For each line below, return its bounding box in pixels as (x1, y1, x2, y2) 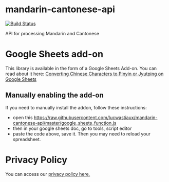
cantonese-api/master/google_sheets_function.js (12, 120, 117, 126)
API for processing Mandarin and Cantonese (5, 30, 99, 36)
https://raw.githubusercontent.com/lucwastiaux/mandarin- (33, 114, 158, 121)
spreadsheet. (12, 136, 41, 142)
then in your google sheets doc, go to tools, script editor (12, 125, 132, 131)
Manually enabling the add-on (5, 91, 104, 100)
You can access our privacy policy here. (5, 171, 90, 177)
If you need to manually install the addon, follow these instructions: (5, 104, 147, 110)
